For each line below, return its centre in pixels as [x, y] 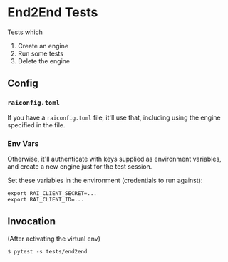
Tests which [25, 32]
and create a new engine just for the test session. [80, 166]
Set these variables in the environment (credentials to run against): [105, 180]
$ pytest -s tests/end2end [47, 251]
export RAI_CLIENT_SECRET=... [52, 193]
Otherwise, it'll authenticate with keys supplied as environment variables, [115, 159]
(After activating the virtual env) [54, 239]
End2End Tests [53, 12]
